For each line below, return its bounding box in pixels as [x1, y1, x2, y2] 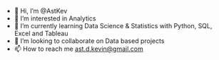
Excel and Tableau [14, 29, 68, 37]
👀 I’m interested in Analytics [14, 14, 96, 23]
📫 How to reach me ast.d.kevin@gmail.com [14, 44, 144, 53]
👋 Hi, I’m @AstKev [14, 7, 68, 15]
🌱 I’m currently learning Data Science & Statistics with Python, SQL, [14, 22, 213, 30]
